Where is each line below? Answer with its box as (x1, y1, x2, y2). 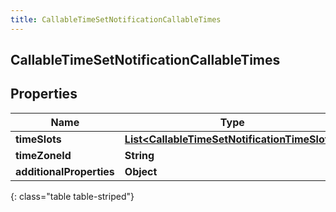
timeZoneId (15, 148, 72, 162)
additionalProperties (15, 164, 115, 178)
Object (124, 164, 158, 178)
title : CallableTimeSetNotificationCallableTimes (10, 14, 222, 25)
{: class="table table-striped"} (10, 190, 135, 202)
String (124, 148, 155, 162)
